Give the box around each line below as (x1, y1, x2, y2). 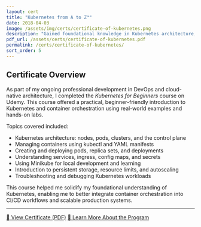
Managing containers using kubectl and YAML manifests (14, 140, 154, 148)
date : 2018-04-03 (6, 20, 50, 26)
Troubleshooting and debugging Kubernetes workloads (14, 172, 151, 179)
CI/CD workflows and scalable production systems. (6, 197, 133, 204)
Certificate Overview (6, 70, 86, 80)
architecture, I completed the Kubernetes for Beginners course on (22, 92, 185, 99)
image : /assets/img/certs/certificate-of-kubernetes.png (6, 25, 151, 32)
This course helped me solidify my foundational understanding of (6, 183, 167, 191)
